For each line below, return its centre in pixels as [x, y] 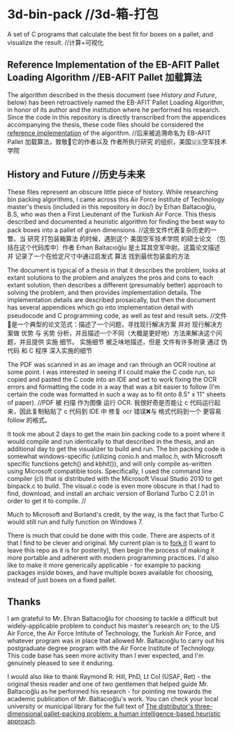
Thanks [24, 602]
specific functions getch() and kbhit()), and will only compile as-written [109, 464]
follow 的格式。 [29, 419]
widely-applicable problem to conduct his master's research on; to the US [114, 626]
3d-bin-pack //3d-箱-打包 [83, 14]
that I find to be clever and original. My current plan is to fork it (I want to [112, 543]
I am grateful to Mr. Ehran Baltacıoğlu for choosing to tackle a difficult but [113, 619]
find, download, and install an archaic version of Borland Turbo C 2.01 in [111, 493]
